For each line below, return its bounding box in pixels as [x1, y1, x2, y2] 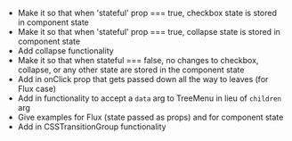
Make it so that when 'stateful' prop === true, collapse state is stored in [17, 27, 280, 37]
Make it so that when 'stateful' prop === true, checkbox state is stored [17, 8, 278, 18]
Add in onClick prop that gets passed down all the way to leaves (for [17, 74, 269, 84]
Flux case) [17, 84, 56, 94]
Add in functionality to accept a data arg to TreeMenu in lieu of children [17, 93, 282, 104]
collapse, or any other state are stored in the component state [17, 64, 245, 75]
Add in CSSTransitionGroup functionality [17, 121, 166, 132]
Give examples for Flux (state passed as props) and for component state [17, 112, 284, 122]
